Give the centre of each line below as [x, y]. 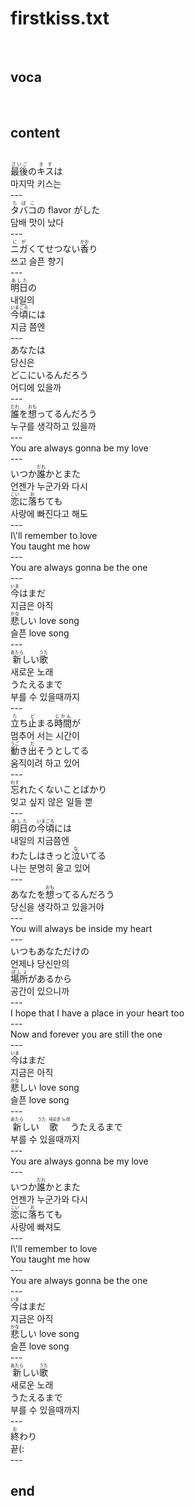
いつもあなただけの [50, 951]
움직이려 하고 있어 [45, 763]
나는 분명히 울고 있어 [50, 868]
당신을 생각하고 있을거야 [57, 907]
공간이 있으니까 [40, 991]
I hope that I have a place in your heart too [97, 1013]
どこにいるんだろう [49, 375]
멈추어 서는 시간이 [45, 736]
